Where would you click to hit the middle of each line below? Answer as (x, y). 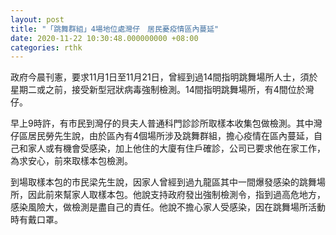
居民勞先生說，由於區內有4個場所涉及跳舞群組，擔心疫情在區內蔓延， (171, 136)
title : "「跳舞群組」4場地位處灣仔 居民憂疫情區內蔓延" (115, 29)
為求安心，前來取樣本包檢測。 (71, 161)
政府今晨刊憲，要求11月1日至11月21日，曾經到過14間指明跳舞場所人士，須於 (164, 77)
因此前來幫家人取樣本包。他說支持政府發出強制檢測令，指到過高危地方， (176, 195)
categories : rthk (46, 47)
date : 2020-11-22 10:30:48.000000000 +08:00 (104, 38)
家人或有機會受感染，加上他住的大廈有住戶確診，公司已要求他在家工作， (176, 148)
